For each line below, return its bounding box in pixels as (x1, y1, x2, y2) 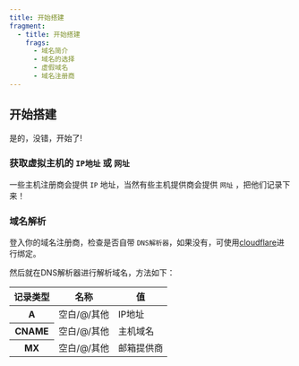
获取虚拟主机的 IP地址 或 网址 (9, 157, 130, 170)
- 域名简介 (32, 47, 69, 56)
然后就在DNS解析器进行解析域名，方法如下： (9, 267, 175, 278)
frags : (25, 38, 50, 48)
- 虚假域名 (32, 64, 69, 73)
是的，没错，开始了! (9, 132, 83, 144)
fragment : (9, 22, 47, 30)
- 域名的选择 (32, 55, 75, 64)
